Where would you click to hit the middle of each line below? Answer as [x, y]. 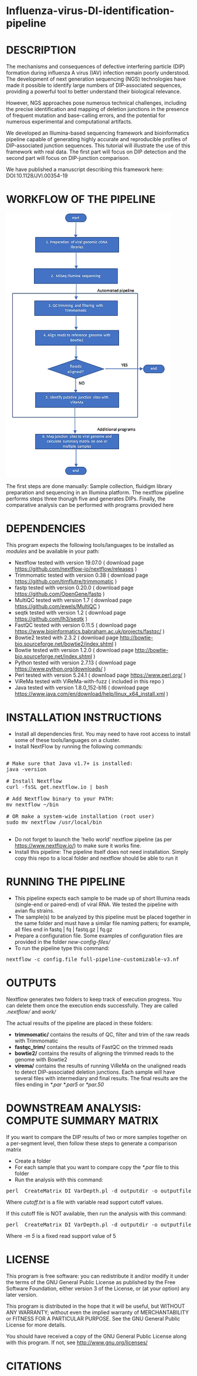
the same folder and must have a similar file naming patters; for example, [103, 923]
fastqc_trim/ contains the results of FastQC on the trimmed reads [94, 1047]
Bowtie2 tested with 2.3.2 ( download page [67, 637]
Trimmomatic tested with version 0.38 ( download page [81, 575]
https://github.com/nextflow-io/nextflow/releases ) [76, 569]
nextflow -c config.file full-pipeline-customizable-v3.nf [93, 959]
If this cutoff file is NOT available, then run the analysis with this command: [96, 1213]
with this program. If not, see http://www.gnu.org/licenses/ [77, 1342]
